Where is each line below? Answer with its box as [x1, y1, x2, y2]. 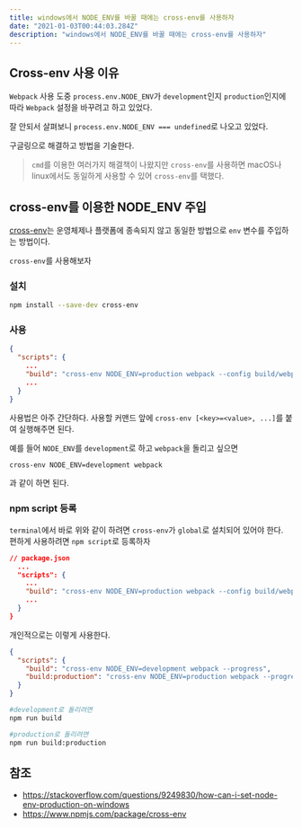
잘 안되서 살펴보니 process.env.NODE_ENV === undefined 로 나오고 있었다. [9, 121, 269, 132]
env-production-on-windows [22, 799, 130, 810]
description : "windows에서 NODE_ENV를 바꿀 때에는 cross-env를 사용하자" [9, 30, 267, 39]
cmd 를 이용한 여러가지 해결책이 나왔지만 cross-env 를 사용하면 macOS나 [31, 159, 282, 171]
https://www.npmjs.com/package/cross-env [22, 809, 187, 820]
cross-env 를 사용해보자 [9, 255, 92, 266]
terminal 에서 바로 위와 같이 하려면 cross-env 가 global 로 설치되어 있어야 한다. [9, 524, 284, 535]
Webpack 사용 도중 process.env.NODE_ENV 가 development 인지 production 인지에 [9, 91, 287, 101]
